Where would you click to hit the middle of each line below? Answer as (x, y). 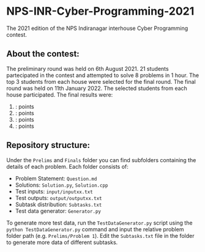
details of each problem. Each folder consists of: (67, 166)
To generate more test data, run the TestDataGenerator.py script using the (99, 223)
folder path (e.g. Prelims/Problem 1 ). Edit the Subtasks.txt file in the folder (100, 235)
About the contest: (43, 54)
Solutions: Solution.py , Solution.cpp (61, 185)
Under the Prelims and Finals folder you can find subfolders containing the (101, 160)
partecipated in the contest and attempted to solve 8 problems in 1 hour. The (103, 75)
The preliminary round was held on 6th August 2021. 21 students (88, 69)
